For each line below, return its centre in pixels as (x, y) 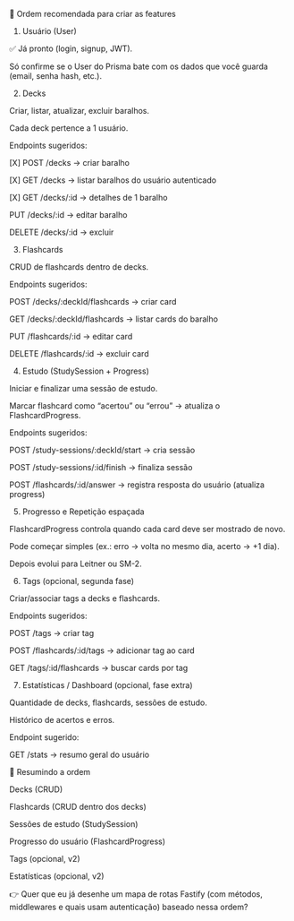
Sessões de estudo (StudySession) (74, 824)
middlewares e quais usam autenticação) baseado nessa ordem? (129, 907)
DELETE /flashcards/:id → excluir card (79, 353)
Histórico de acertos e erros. (62, 720)
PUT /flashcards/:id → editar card (71, 336)
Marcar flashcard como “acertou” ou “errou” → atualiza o (115, 406)
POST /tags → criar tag (52, 633)
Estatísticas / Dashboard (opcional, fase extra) (107, 685)
